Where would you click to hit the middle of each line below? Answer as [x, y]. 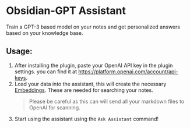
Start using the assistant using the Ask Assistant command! [87, 119]
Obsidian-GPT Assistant [66, 11]
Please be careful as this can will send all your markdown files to [107, 101]
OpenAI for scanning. [54, 107]
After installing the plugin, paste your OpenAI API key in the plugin [94, 65]
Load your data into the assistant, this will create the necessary [90, 84]
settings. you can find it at [46, 72]
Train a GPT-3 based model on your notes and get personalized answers [93, 27]
